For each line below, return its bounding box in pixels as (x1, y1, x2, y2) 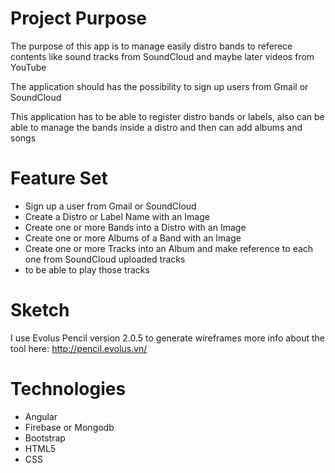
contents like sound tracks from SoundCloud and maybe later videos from (10, 50, 315, 62)
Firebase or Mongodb (24, 421, 115, 433)
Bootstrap (24, 432, 66, 444)
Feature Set (10, 167, 108, 190)
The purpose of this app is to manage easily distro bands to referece (10, 40, 293, 52)
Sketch (10, 299, 70, 322)
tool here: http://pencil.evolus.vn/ (10, 342, 148, 354)
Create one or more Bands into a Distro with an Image (24, 221, 247, 233)
